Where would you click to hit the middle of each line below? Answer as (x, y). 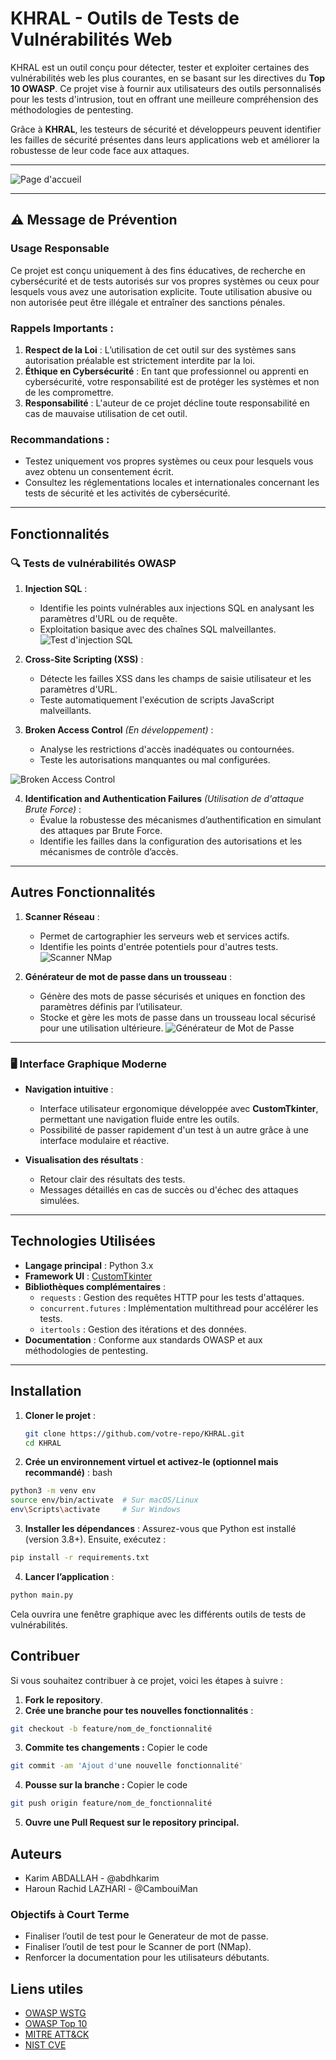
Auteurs (36, 1853)
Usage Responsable (60, 249)
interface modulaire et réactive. (104, 1141)
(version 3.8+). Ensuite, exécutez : (95, 1539)
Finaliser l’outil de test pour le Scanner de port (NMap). (138, 1947)
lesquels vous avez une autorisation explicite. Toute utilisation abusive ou (161, 291)
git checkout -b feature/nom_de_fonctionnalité (111, 1728)
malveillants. (65, 710)
